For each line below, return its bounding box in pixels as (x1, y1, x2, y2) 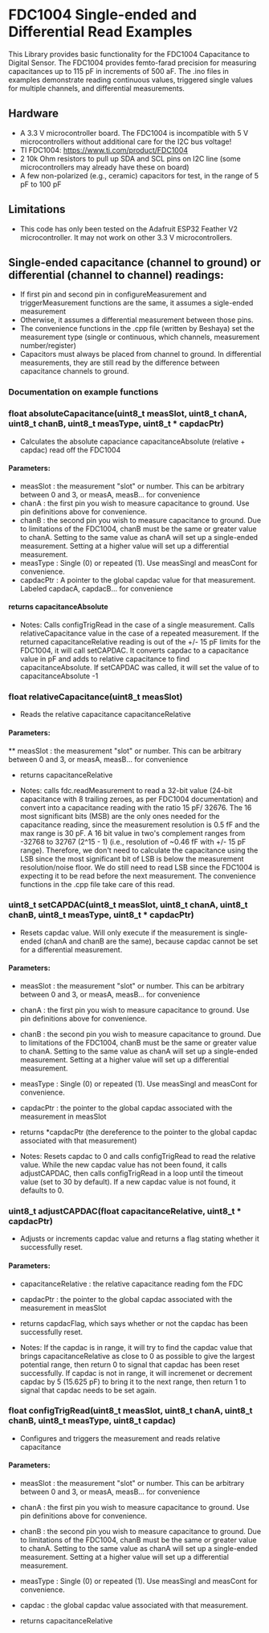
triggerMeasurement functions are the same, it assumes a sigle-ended (19, 298, 254, 308)
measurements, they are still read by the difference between (19, 358, 220, 367)
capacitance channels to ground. (19, 366, 130, 376)
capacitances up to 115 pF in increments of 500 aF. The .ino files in (8, 66, 229, 76)
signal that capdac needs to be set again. (19, 1385, 157, 1395)
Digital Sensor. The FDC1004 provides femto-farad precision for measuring (8, 58, 257, 68)
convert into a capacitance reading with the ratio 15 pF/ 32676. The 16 (19, 802, 252, 812)
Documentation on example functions (8, 387, 159, 398)
